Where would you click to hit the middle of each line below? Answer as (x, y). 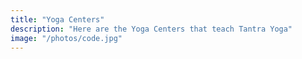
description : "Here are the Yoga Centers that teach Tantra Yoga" (151, 29)
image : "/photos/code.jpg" (66, 38)
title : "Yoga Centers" (57, 19)
